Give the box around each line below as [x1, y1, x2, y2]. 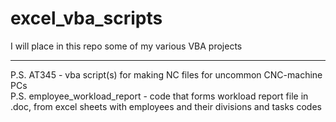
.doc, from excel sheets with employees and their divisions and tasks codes [10, 100, 322, 112]
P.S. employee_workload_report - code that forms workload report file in [10, 90, 309, 102]
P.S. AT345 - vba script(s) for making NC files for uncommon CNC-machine [10, 68, 323, 81]
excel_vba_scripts [10, 7, 163, 30]
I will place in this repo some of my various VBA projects [10, 40, 243, 52]
